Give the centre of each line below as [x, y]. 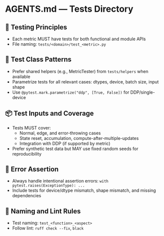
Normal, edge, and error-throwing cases [60, 133]
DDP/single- [143, 92]
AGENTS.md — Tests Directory [69, 9]
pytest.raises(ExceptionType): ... [48, 186]
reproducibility [27, 154]
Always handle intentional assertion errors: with [60, 181]
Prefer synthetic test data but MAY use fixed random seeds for [75, 149]
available [21, 77]
